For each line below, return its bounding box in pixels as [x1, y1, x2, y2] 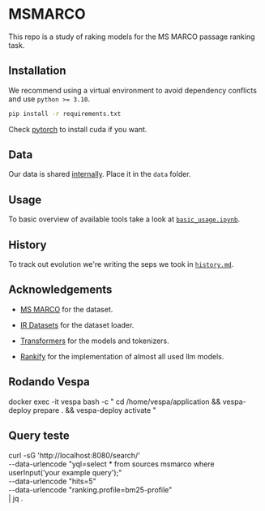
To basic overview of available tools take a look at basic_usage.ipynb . [8, 214, 241, 224]
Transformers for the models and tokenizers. [19, 336, 170, 346]
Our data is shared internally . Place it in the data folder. [8, 170, 192, 179]
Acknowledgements [8, 283, 113, 297]
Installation [8, 64, 66, 78]
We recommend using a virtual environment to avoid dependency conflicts [8, 85, 258, 95]
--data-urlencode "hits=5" [8, 476, 97, 486]
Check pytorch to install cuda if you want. [8, 124, 147, 134]
